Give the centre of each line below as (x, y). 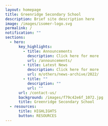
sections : (15, 38)
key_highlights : (35, 47)
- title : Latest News (46, 65)
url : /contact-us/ (37, 93)
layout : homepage (23, 10)
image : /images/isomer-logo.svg (39, 24)
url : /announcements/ (50, 61)
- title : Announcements (48, 51)
